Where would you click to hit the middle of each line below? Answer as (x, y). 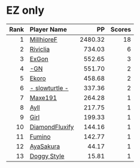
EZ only (25, 10)
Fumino (40, 136)
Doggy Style (47, 156)
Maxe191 (43, 97)
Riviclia (39, 49)
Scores (121, 29)
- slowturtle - (49, 88)
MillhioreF (44, 39)
